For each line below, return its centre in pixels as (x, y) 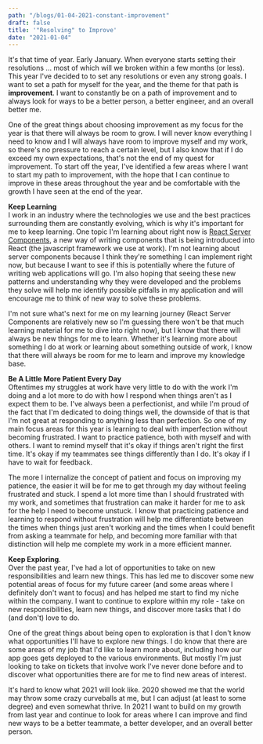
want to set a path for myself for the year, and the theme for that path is (123, 85)
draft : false (29, 23)
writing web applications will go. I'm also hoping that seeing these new (122, 274)
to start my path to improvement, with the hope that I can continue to (119, 175)
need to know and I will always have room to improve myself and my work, (128, 141)
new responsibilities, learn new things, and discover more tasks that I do (124, 610)
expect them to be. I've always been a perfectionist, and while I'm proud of (129, 404)
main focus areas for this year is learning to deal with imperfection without (128, 429)
